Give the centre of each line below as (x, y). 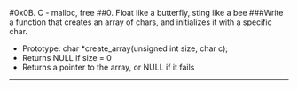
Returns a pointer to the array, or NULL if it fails (108, 67)
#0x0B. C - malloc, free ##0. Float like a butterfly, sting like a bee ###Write (146, 13)
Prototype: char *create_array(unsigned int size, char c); (125, 48)
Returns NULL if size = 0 (67, 58)
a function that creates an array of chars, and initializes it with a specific (141, 22)
